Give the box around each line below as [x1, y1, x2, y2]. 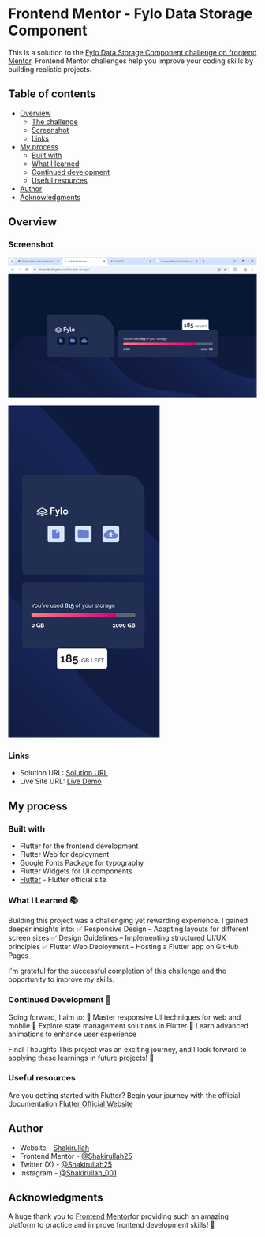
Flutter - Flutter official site [19, 874, 106, 884]
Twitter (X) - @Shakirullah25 [19, 1160, 113, 1169]
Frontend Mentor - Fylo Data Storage [8, 5, 253, 23]
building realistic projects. [8, 64, 92, 74]
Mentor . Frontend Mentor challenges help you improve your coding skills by [8, 56, 254, 66]
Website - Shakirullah [19, 1143, 89, 1152]
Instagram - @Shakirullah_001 [19, 1167, 117, 1178]
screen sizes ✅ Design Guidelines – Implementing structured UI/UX [8, 933, 226, 943]
